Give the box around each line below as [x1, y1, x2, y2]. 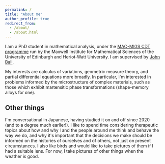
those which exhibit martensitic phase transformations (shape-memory [5, 84, 149, 90]
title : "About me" [5, 12, 43, 17]
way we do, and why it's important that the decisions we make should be [5, 132, 153, 138]
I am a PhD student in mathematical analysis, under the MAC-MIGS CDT [5, 44, 151, 49]
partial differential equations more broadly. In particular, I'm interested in [5, 74, 151, 80]
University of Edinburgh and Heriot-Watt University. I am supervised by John [5, 54, 160, 59]
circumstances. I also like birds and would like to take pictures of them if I [5, 143, 154, 149]
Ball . [5, 59, 14, 65]
